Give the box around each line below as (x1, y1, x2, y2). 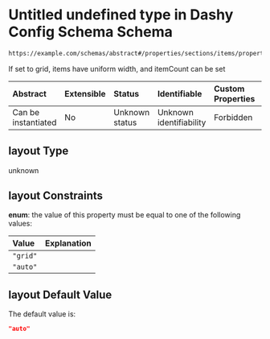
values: (8, 219, 32, 229)
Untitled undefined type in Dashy (8, 6, 234, 24)
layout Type (8, 144, 69, 158)
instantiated (12, 117, 57, 128)
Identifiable (157, 88, 202, 99)
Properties (214, 93, 256, 104)
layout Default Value (8, 287, 112, 301)
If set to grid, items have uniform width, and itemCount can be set (8, 64, 226, 73)
